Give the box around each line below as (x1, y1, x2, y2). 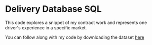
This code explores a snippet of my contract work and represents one (5, 20, 147, 25)
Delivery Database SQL (5, 3, 102, 15)
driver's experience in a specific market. (5, 24, 87, 30)
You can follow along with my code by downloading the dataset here (5, 34, 145, 40)
